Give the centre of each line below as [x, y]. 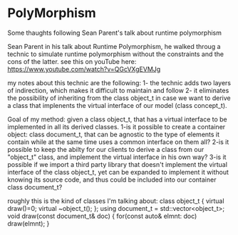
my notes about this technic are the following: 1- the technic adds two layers [119, 82]
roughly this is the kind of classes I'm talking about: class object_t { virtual [116, 201]
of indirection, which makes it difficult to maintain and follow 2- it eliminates [118, 90]
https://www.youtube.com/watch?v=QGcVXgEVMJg [84, 69]
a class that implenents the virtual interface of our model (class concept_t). [117, 105]
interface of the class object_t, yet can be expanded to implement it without [118, 172]
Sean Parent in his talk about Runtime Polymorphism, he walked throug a [114, 46]
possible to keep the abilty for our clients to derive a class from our [106, 149]
